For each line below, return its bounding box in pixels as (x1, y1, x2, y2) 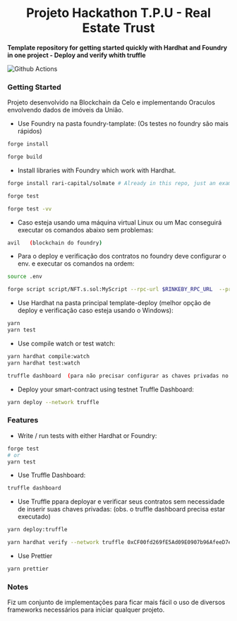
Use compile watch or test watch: (17, 339, 115, 348)
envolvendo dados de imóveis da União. (7, 106, 123, 114)
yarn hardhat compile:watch (7, 353, 90, 360)
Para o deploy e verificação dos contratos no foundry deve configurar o (17, 252, 227, 261)
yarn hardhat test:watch (7, 359, 80, 367)
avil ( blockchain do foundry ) (7, 239, 102, 247)
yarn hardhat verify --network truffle (7, 539, 125, 546)
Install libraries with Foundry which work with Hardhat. (17, 166, 176, 175)
